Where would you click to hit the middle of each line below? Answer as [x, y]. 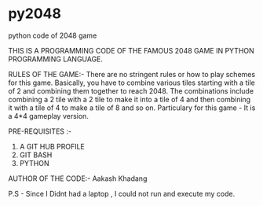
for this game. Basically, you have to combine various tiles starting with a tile [131, 83]
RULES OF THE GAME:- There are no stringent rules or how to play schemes [132, 74]
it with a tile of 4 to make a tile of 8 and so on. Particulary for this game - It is [132, 108]
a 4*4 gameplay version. [48, 116]
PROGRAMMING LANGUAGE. [56, 59]
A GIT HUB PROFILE [52, 146]
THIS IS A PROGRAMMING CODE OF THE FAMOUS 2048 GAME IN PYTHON [131, 50]
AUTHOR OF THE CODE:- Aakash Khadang [78, 178]
